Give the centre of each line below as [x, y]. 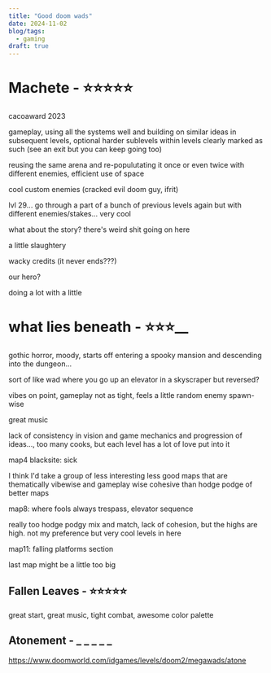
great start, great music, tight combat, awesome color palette [111, 614]
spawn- [242, 395]
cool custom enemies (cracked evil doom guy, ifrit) [94, 190]
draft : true [28, 46]
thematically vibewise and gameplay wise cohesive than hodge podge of [131, 484]
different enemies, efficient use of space [76, 174]
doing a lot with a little [46, 293]
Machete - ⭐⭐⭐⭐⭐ [71, 88]
